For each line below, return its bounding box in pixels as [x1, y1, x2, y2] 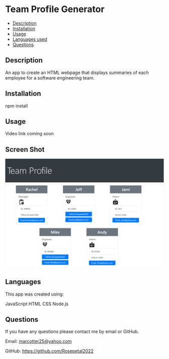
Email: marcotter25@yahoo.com [5, 338, 72, 344]
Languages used [12, 36, 48, 42]
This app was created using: [5, 291, 64, 297]
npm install [5, 103, 28, 109]
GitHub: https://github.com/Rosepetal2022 [5, 348, 94, 354]
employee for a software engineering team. [5, 74, 95, 81]
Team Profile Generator [5, 4, 105, 15]
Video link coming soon [5, 131, 54, 137]
